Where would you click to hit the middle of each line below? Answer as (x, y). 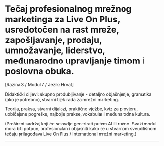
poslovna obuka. (40, 71)
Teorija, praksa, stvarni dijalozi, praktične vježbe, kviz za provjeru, (72, 109)
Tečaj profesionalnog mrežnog (68, 9)
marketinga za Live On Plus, (63, 19)
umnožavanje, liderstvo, (55, 51)
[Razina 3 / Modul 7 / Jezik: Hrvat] (40, 84)
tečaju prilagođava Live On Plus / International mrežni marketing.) (71, 134)
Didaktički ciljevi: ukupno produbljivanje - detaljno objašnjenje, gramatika (78, 94)
